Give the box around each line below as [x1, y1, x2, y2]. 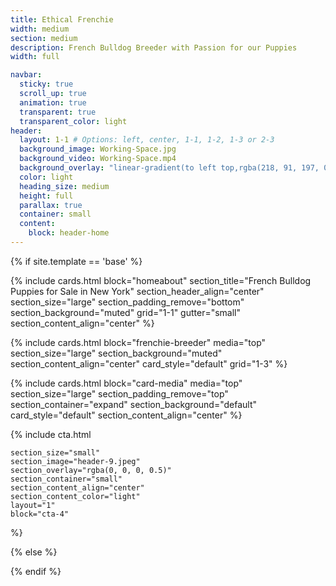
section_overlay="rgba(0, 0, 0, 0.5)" [10, 465, 172, 475]
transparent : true [19, 107, 97, 117]
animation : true [19, 97, 87, 108]
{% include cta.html [10, 428, 92, 440]
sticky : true [19, 79, 74, 90]
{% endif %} [10, 565, 62, 577]
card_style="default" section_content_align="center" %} [10, 409, 243, 421]
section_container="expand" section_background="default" [10, 398, 258, 410]
